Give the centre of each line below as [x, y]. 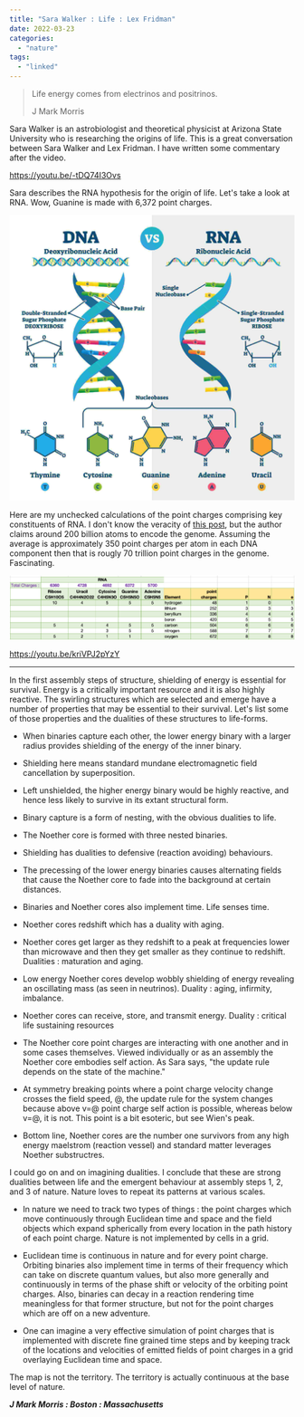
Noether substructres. [64, 1155]
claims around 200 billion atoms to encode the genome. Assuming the [140, 534]
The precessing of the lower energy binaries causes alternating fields [152, 870]
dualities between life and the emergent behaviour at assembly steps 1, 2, [146, 1182]
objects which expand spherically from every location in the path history [157, 1229]
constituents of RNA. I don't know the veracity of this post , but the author [146, 524]
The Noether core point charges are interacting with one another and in [156, 1043]
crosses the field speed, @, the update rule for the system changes [147, 1099]
